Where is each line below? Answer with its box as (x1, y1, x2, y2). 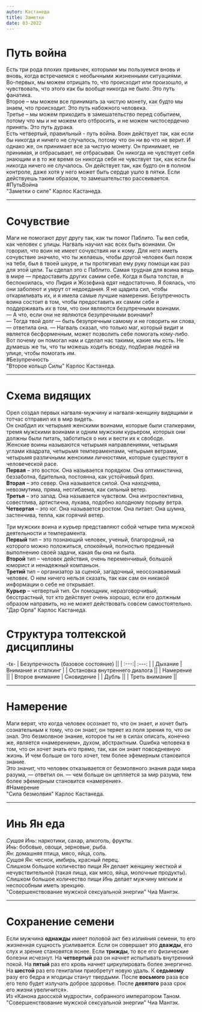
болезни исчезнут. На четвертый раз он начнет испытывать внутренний (6, 954, 194, 961)
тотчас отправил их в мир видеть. (6, 415, 94, 423)
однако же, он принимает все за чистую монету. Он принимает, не (6, 143, 179, 150)
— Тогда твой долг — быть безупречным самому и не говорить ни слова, (6, 318, 196, 325)
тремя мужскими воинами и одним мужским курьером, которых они (6, 429, 185, 436)
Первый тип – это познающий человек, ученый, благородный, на (6, 536, 174, 543)
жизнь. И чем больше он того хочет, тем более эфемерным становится (6, 752, 191, 759)
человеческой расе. (6, 460, 58, 468)
